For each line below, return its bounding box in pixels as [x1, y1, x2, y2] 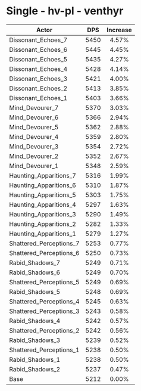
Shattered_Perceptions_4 [9, 297, 80, 305]
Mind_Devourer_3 [9, 142, 59, 150]
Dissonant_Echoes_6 [9, 45, 68, 54]
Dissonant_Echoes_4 [9, 64, 68, 73]
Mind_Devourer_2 [9, 152, 59, 160]
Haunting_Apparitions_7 [9, 171, 76, 179]
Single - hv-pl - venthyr [6, 4, 124, 18]
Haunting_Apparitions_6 [9, 181, 76, 189]
